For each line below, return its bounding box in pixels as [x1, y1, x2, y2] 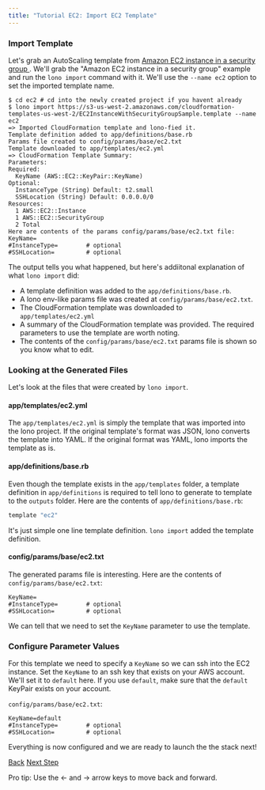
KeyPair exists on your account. [8, 684, 112, 693]
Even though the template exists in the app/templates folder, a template [8, 479, 240, 489]
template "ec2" [8, 511, 59, 519]
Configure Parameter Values [8, 641, 120, 652]
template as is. [8, 444, 56, 453]
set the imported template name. [8, 81, 115, 90]
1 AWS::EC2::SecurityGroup [15, 214, 104, 221]
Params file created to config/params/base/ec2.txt [8, 138, 182, 146]
